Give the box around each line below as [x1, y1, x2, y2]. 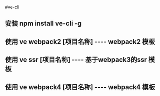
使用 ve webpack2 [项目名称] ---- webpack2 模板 [5, 38, 155, 46]
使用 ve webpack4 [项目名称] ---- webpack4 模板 [5, 83, 155, 91]
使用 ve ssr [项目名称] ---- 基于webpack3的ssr [5, 56, 147, 64]
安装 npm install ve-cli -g [5, 19, 82, 28]
